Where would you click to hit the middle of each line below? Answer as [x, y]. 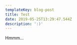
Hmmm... [14, 38]
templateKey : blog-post [30, 10]
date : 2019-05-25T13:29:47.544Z [38, 19]
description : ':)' [24, 24]
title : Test [17, 14]
